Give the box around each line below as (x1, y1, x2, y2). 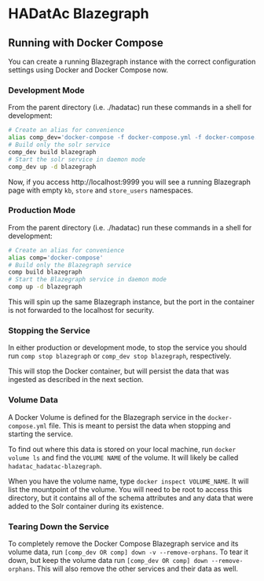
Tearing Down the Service (8, 520, 110, 531)
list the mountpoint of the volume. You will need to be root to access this (8, 484, 242, 494)
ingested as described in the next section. (8, 375, 144, 384)
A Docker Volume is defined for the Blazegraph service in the (8, 412, 207, 421)
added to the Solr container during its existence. (8, 501, 164, 511)
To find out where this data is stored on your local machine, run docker (8, 444, 236, 454)
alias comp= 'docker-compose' (8, 253, 104, 262)
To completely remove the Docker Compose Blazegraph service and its (8, 539, 239, 548)
